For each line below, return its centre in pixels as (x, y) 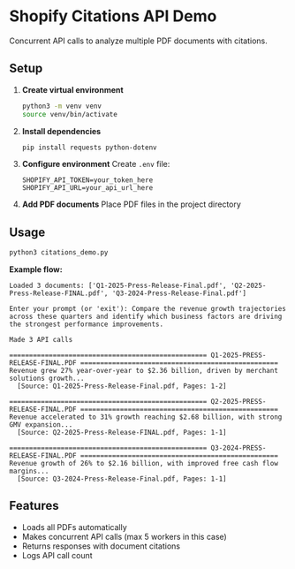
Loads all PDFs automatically (75, 527)
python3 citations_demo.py (59, 253)
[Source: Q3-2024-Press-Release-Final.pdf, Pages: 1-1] (122, 479)
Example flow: (36, 269)
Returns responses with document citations (101, 546)
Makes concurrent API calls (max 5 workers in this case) (124, 536)
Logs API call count (57, 555)
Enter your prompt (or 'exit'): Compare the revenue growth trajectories (148, 309)
